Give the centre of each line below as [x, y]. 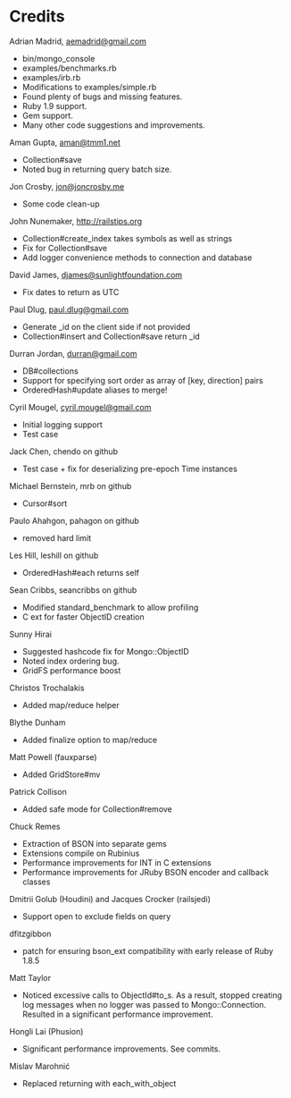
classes [36, 882]
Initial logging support [62, 424]
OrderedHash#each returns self [81, 572]
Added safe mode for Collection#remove [97, 809]
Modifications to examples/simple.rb [89, 87]
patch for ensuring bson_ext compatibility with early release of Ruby [148, 950]
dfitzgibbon [30, 933]
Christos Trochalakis [47, 688]
